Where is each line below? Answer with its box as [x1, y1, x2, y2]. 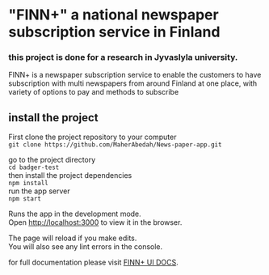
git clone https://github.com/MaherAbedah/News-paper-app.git [8, 141, 222, 149]
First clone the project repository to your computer [8, 132, 177, 142]
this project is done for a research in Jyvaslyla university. [8, 52, 238, 63]
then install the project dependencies [8, 171, 132, 180]
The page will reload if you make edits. [8, 233, 137, 243]
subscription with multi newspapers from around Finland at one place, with [8, 78, 258, 88]
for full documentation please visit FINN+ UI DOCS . [8, 257, 179, 268]
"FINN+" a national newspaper [8, 6, 220, 24]
